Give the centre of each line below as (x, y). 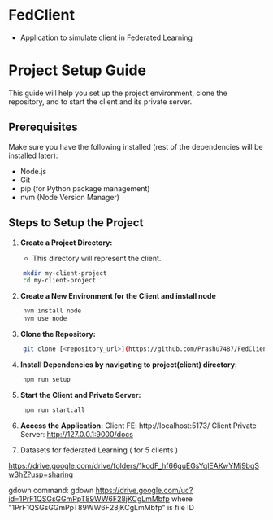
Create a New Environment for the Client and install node (118, 296)
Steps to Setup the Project (76, 223)
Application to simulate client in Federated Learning (106, 37)
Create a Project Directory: (66, 243)
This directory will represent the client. (97, 258)
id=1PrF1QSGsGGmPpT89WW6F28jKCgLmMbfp (89, 499)
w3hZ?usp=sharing (41, 474)
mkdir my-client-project (65, 273)
